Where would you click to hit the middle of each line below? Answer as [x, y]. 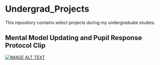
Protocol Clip [25, 46]
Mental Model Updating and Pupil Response [74, 38]
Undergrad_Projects [47, 9]
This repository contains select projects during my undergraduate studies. [80, 22]
